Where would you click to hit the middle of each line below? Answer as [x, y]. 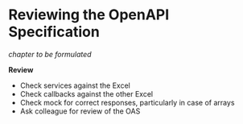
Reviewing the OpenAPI [89, 15]
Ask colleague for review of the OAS [80, 111]
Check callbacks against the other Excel [86, 93]
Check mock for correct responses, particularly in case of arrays [127, 102]
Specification [54, 32]
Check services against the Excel [75, 85]
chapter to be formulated [50, 54]
